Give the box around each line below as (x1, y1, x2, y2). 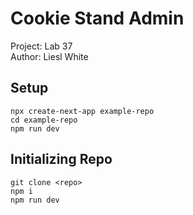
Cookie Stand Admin (10, 7, 185, 30)
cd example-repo (10, 115, 78, 125)
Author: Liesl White (10, 50, 89, 62)
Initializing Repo (10, 151, 113, 168)
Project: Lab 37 (10, 40, 73, 52)
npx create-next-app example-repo (10, 106, 155, 116)
